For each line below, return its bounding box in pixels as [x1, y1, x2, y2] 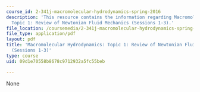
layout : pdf [6, 36, 36, 42]
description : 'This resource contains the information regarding [6, 14, 171, 20]
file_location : [6, 25, 44, 31]
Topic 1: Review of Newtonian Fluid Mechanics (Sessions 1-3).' [11, 20, 174, 26]
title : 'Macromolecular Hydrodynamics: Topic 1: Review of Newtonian [6, 42, 183, 48]
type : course [6, 53, 39, 59]
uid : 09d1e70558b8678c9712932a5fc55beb [6, 58, 105, 64]
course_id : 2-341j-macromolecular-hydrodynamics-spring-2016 [6, 8, 161, 15]
